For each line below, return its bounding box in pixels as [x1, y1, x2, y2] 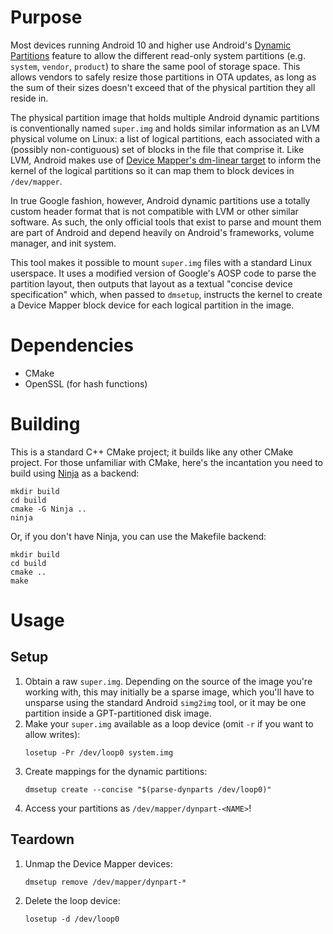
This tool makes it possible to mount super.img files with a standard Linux [10, 256, 313, 268]
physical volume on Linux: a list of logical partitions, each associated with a [10, 132, 321, 145]
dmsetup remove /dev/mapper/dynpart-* [24, 877, 187, 887]
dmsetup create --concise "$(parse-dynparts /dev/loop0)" [24, 784, 272, 795]
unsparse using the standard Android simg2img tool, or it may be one [24, 696, 307, 708]
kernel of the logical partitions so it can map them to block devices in [10, 164, 295, 176]
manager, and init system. [10, 237, 117, 249]
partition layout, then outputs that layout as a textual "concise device [10, 277, 293, 290]
